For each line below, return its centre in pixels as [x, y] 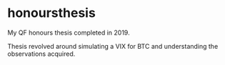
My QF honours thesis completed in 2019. [69, 32]
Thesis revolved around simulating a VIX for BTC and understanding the [113, 46]
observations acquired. [41, 54]
